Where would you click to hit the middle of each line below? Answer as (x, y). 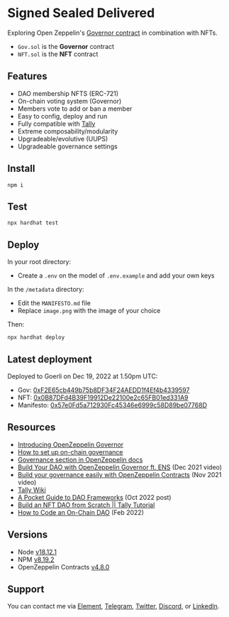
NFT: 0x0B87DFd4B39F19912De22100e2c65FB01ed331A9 (103, 398)
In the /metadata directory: (46, 290)
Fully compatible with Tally (56, 124)
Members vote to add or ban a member (75, 109)
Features (27, 76)
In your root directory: (39, 262)
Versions (28, 535)
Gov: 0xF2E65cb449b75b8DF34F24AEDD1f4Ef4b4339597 (104, 390)
